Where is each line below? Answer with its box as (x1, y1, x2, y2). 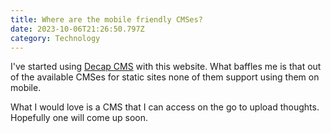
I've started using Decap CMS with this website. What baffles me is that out (10, 61, 322, 73)
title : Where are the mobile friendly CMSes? (10, 14, 203, 25)
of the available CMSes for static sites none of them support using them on (10, 71, 320, 83)
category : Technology (10, 33, 101, 43)
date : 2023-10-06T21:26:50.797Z (10, 24, 145, 34)
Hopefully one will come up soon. (10, 112, 149, 124)
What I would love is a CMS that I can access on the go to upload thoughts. (10, 101, 320, 113)
